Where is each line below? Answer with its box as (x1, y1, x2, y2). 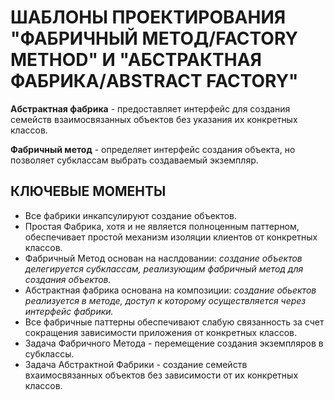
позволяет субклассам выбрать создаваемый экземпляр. (10, 154, 259, 166)
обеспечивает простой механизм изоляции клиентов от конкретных (24, 231, 318, 243)
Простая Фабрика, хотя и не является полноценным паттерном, (24, 220, 300, 232)
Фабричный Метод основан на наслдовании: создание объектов (24, 252, 303, 264)
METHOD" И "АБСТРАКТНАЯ (10, 49, 262, 71)
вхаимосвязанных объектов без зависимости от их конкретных (24, 369, 299, 381)
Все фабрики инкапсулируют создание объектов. (24, 209, 238, 221)
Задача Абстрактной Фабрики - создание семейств (24, 358, 248, 370)
